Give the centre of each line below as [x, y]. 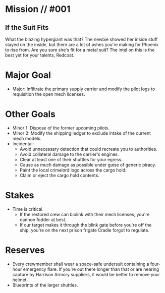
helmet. [20, 280]
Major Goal [28, 75]
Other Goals [30, 114]
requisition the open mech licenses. [49, 94]
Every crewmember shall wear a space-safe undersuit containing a [81, 264]
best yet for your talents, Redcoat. [40, 55]
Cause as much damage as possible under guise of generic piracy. [88, 165]
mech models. [27, 138]
